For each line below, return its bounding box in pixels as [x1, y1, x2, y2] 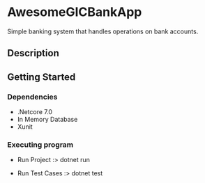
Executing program [7, 140, 74, 150]
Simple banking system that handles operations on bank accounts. [7, 27, 199, 35]
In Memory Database [17, 116, 78, 124]
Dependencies [7, 92, 58, 102]
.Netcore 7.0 [17, 108, 53, 116]
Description [7, 47, 59, 59]
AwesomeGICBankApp [7, 4, 142, 20]
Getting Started [7, 71, 76, 83]
